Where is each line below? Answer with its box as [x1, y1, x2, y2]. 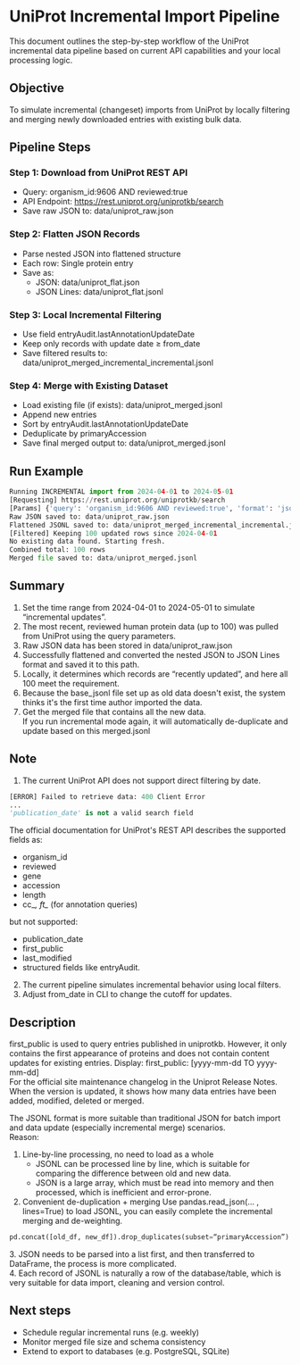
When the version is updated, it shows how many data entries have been [9, 1086, 277, 1097]
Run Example [9, 463, 84, 479]
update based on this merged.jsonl [21, 725, 151, 736]
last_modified [21, 953, 72, 963]
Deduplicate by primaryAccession [21, 429, 147, 439]
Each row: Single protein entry [21, 257, 134, 269]
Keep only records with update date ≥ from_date [21, 338, 201, 349]
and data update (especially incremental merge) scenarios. [9, 1122, 226, 1133]
